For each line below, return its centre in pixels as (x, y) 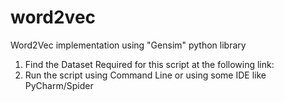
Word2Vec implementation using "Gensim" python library (128, 45)
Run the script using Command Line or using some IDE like (145, 75)
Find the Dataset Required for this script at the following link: (149, 64)
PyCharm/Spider (59, 85)
